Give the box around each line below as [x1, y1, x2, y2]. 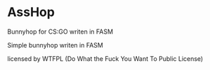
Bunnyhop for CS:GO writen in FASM [7, 27, 114, 36]
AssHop [7, 4, 55, 20]
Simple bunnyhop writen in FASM [7, 41, 103, 49]
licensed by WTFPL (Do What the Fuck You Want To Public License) [7, 54, 204, 63]
